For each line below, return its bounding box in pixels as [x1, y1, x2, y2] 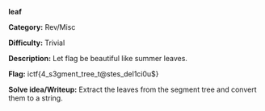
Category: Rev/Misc [8, 23, 76, 31]
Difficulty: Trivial [8, 38, 65, 47]
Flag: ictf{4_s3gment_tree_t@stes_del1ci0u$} [8, 69, 159, 79]
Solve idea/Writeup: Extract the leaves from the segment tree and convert [8, 84, 257, 94]
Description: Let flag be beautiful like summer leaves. [8, 54, 188, 63]
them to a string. [8, 93, 63, 103]
